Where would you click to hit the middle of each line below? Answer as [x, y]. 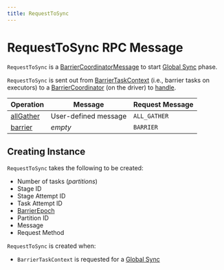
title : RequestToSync [38, 13]
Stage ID [29, 189]
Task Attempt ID [40, 203]
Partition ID [33, 218]
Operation [27, 104]
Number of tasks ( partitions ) [57, 181]
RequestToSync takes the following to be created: [75, 168]
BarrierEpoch [36, 211]
